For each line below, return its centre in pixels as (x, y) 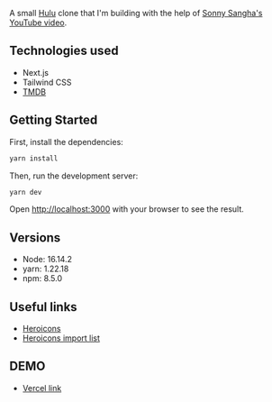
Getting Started (54, 120)
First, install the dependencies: (66, 142)
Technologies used (64, 51)
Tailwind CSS (47, 82)
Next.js (36, 72)
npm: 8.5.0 (42, 279)
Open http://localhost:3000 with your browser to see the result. (127, 209)
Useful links (44, 307)
